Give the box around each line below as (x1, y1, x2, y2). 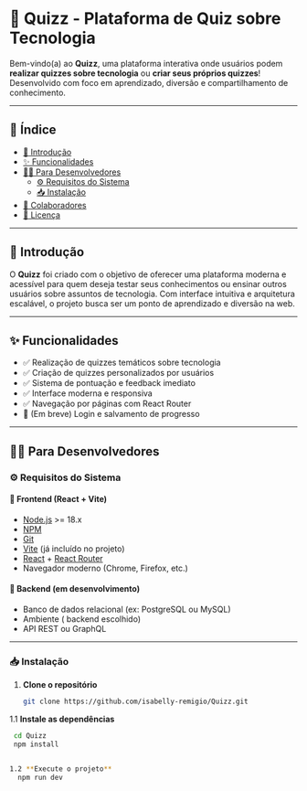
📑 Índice (9, 123, 57, 138)
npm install (13, 740, 59, 749)
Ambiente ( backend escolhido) (22, 614, 142, 625)
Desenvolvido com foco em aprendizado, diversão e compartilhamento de (9, 77, 289, 88)
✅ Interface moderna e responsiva (22, 388, 153, 399)
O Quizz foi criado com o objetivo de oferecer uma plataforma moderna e (9, 269, 287, 280)
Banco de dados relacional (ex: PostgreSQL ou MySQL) (22, 604, 231, 615)
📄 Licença (22, 209, 61, 220)
